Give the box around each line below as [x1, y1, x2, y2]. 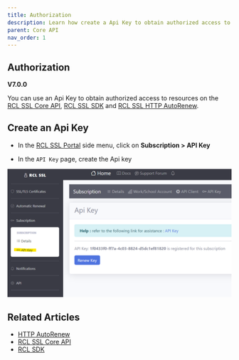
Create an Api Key [7, 122, 89, 134]
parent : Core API [7, 26, 59, 33]
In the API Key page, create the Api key [17, 154, 132, 163]
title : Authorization [7, 11, 72, 18]
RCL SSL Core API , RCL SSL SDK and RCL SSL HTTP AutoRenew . [7, 102, 199, 110]
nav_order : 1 [7, 34, 46, 41]
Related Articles [7, 311, 80, 323]
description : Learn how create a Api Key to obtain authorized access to [7, 18, 231, 26]
